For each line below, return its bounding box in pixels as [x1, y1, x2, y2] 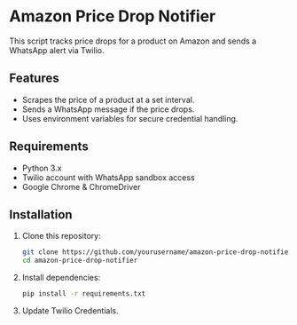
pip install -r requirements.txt [21, 289, 146, 298]
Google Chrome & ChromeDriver [21, 181, 141, 192]
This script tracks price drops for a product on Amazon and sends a [9, 36, 257, 46]
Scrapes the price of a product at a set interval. [21, 94, 195, 105]
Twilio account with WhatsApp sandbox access [21, 171, 195, 183]
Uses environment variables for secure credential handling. [21, 113, 238, 123]
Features [9, 71, 59, 86]
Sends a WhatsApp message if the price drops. [21, 104, 195, 115]
